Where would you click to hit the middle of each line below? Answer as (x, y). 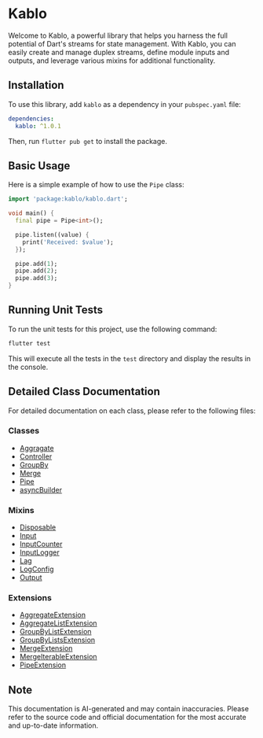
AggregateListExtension (58, 623)
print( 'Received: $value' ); (68, 242)
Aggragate (37, 448)
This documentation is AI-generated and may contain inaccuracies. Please (129, 709)
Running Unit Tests (56, 310)
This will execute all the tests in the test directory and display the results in (130, 358)
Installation (36, 85)
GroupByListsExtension (57, 640)
